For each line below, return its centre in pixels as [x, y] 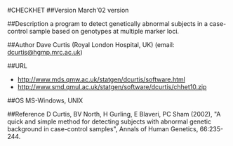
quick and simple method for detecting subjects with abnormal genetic [109, 121]
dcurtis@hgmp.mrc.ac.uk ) [45, 52]
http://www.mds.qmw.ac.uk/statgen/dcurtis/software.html [101, 79]
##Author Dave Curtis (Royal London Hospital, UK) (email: [91, 45]
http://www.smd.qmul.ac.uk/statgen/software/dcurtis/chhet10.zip [112, 87]
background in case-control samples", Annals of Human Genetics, [103, 129]
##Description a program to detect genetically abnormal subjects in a [108, 24]
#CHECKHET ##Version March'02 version [68, 10]
